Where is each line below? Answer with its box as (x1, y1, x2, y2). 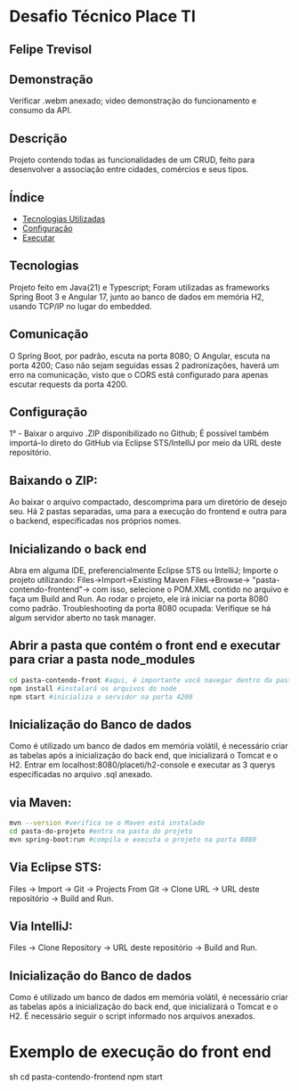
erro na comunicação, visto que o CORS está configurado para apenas (9, 369, 269, 380)
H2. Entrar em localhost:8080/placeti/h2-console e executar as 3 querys (9, 759, 276, 770)
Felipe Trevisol (9, 42, 92, 57)
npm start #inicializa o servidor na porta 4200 (9, 693, 193, 701)
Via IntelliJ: (9, 918, 73, 933)
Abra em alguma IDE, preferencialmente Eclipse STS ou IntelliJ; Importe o (9, 565, 279, 576)
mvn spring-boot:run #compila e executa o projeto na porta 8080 (9, 835, 256, 844)
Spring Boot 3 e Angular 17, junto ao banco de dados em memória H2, (9, 291, 264, 302)
